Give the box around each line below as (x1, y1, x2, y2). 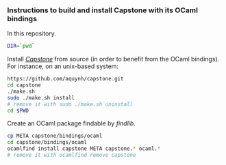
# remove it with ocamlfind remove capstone (7, 152, 136, 159)
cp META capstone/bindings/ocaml (7, 132, 103, 140)
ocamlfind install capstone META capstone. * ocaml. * (7, 145, 161, 152)
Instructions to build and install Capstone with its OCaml (7, 5, 199, 15)
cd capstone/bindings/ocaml (7, 139, 88, 146)
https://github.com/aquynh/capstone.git (7, 76, 125, 82)
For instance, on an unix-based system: (7, 62, 118, 70)
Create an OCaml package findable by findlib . (7, 119, 136, 127)
